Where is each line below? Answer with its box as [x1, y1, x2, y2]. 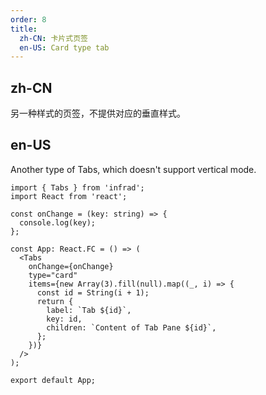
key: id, [46, 314, 83, 324]
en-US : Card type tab [19, 42, 110, 53]
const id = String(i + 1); [36, 287, 150, 298]
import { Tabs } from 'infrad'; [10, 182, 145, 193]
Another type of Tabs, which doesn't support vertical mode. [10, 163, 257, 175]
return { [36, 296, 74, 306]
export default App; [10, 375, 97, 385]
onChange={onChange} [28, 261, 114, 271]
